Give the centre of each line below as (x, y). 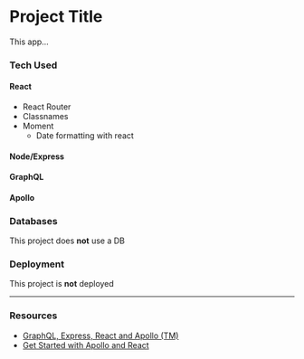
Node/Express (37, 156)
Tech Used (33, 65)
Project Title (56, 17)
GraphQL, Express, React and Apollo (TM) (100, 335)
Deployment (37, 264)
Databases (33, 221)
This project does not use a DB (67, 241)
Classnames (46, 117)
